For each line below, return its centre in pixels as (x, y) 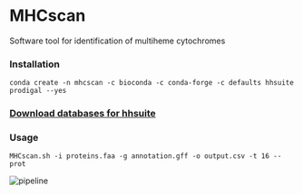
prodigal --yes (38, 91)
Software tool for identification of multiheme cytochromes (117, 41)
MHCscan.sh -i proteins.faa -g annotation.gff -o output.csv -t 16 (140, 156)
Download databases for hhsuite (83, 114)
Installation (35, 64)
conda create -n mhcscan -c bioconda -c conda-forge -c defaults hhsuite (152, 83)
